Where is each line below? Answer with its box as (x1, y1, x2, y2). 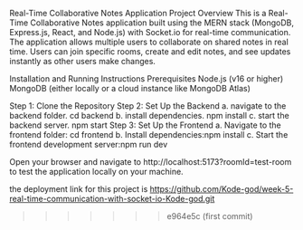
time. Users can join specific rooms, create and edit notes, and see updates (9, 46, 291, 57)
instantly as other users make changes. (9, 56, 156, 66)
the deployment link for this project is (9, 184, 148, 194)
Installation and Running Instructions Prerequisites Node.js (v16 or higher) (9, 73, 284, 84)
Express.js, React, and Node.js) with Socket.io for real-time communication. (9, 27, 291, 37)
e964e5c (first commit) (166, 211, 253, 221)
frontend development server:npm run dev (9, 139, 168, 149)
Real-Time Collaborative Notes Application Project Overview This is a (9, 8, 267, 18)
